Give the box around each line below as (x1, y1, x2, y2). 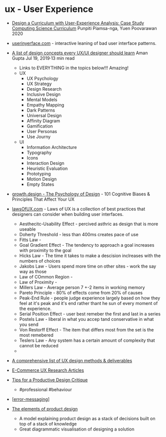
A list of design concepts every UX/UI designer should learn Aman (11, 50, 148, 56)
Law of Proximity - (19, 279, 58, 285)
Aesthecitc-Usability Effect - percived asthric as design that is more (19, 221, 159, 227)
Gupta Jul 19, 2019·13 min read (11, 55, 75, 61)
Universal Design (26, 112, 62, 118)
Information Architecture (26, 144, 77, 150)
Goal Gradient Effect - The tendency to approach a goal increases (19, 242, 155, 248)
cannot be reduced (19, 342, 59, 348)
